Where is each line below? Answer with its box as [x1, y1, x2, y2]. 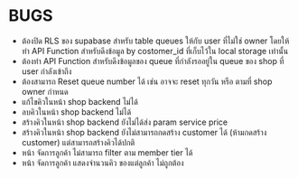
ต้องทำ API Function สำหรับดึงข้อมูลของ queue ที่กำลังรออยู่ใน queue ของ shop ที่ [21, 55, 284, 66]
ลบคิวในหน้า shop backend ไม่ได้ [21, 106, 132, 117]
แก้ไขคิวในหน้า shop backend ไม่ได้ [21, 96, 139, 107]
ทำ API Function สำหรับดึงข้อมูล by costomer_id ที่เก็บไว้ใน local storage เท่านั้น [21, 45, 289, 56]
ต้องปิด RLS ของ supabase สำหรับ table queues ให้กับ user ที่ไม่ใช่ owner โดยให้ [21, 35, 290, 46]
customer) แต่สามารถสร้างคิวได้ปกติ [21, 136, 135, 147]
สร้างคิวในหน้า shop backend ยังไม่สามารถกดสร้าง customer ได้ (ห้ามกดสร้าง [21, 126, 267, 137]
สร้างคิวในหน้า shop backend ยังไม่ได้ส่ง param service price [21, 117, 228, 127]
